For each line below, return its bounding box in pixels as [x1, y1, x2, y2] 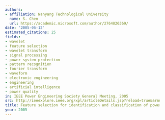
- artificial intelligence [5, 84, 60, 90]
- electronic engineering [5, 75, 58, 80]
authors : [5, 7, 23, 12]
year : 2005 [5, 107, 27, 113]
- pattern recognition [5, 62, 52, 67]
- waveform [5, 71, 27, 76]
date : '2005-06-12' [5, 25, 45, 30]
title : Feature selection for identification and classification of [5, 103, 148, 108]
